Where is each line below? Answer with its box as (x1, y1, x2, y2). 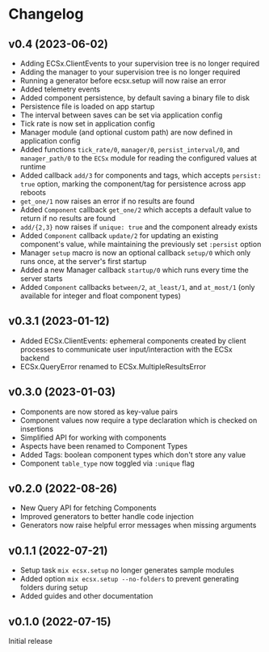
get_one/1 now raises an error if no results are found (19, 196, 195, 206)
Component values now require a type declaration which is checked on (19, 415, 258, 425)
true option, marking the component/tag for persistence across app (19, 179, 246, 189)
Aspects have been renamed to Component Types (19, 441, 188, 450)
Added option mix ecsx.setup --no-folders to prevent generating (19, 574, 240, 584)
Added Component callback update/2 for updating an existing (19, 231, 219, 240)
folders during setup (19, 582, 89, 592)
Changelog (8, 5, 84, 23)
